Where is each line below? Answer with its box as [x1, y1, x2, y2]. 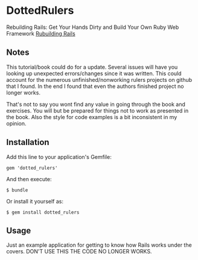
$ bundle [6, 187, 28, 193]
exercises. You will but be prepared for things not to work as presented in [6, 107, 189, 114]
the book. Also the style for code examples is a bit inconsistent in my [6, 113, 177, 120]
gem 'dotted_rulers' [6, 165, 59, 171]
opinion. [6, 120, 27, 127]
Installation [6, 137, 49, 147]
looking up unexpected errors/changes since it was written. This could [6, 70, 182, 77]
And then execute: [6, 175, 52, 182]
